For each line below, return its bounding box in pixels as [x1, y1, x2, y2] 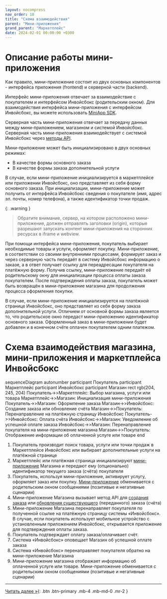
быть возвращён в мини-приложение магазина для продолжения [5, 283, 145, 289]
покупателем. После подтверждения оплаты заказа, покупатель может [5, 277, 158, 284]
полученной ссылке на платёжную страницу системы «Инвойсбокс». [12, 510, 161, 516]
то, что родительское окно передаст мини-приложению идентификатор [5, 313, 159, 319]
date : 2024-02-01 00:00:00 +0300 [5, 30, 75, 35]
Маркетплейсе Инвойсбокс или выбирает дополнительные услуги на [12, 447, 161, 453]
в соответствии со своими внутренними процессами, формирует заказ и [5, 251, 162, 257]
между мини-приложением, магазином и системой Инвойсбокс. [5, 124, 144, 130]
